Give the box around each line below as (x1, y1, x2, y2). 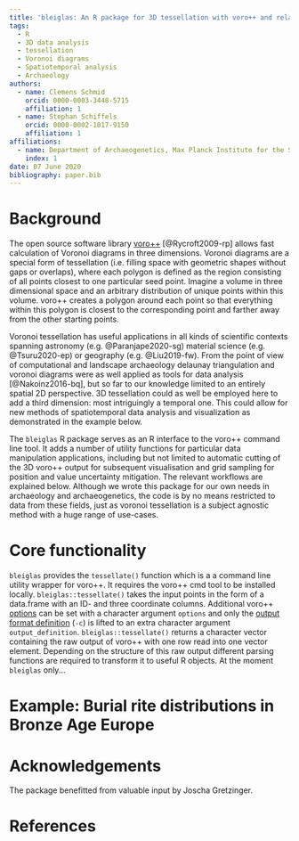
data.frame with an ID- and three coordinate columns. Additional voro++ (9, 599, 274, 609)
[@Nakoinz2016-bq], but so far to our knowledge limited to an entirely (9, 379, 266, 389)
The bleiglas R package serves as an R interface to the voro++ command (9, 434, 280, 445)
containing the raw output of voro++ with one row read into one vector (9, 636, 269, 647)
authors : (9, 79, 42, 88)
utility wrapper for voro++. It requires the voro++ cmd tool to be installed (9, 580, 276, 591)
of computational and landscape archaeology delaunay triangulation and (9, 360, 275, 371)
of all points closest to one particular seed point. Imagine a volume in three (9, 276, 283, 287)
